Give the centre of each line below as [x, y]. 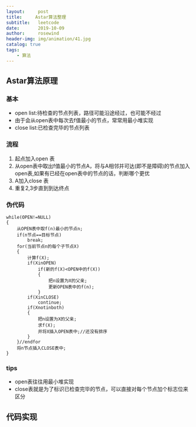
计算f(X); [38, 258]
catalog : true [24, 45]
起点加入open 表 [35, 158]
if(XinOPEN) [42, 263]
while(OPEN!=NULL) [29, 217]
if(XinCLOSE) [43, 297]
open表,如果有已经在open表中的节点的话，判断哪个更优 [82, 173]
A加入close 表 [32, 180]
